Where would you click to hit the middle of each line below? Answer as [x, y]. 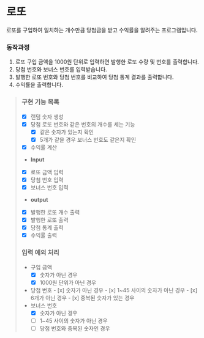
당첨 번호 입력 [47, 180]
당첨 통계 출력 [47, 228]
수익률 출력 [43, 235]
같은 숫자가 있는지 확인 [66, 132]
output [39, 200]
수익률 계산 [43, 147]
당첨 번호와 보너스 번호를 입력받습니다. [61, 70]
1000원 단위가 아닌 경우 [68, 282]
